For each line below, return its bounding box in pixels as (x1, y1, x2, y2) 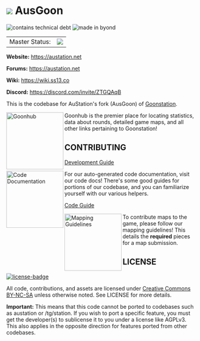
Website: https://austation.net (6, 53, 82, 60)
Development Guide (64, 159, 114, 166)
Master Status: (9, 37, 51, 46)
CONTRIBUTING (64, 142, 126, 153)
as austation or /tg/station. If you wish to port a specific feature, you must (6, 309, 190, 317)
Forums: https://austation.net (6, 64, 80, 72)
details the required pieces (122, 232, 190, 240)
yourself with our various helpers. (64, 190, 149, 197)
